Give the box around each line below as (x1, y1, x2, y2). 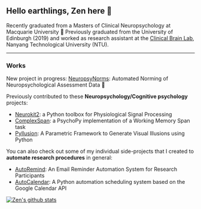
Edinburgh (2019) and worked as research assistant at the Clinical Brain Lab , (6, 34, 194, 42)
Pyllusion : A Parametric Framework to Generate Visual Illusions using (14, 130, 185, 137)
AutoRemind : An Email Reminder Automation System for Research (14, 165, 178, 173)
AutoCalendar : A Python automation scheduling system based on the (14, 179, 185, 186)
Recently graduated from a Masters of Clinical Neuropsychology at (6, 21, 171, 29)
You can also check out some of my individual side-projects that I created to (6, 147, 194, 155)
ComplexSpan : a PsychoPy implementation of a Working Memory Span (14, 117, 190, 124)
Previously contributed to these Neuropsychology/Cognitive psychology (6, 93, 188, 100)
